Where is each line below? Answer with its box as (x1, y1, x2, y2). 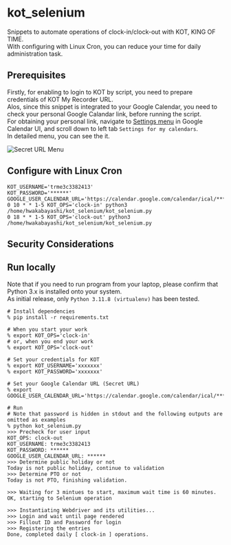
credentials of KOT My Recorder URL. (7, 95, 113, 103)
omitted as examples (7, 416, 67, 423)
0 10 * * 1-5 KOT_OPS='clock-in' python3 (7, 201, 128, 208)
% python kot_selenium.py (7, 422, 81, 429)
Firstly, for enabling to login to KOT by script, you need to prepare (7, 88, 193, 96)
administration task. (7, 50, 63, 58)
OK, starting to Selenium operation (7, 495, 112, 502)
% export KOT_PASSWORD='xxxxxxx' (7, 368, 103, 375)
